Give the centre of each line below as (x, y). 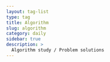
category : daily (26, 34)
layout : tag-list (27, 12)
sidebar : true (24, 39)
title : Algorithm (27, 22)
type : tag (18, 17)
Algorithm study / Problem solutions (58, 50)
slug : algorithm (26, 28)
